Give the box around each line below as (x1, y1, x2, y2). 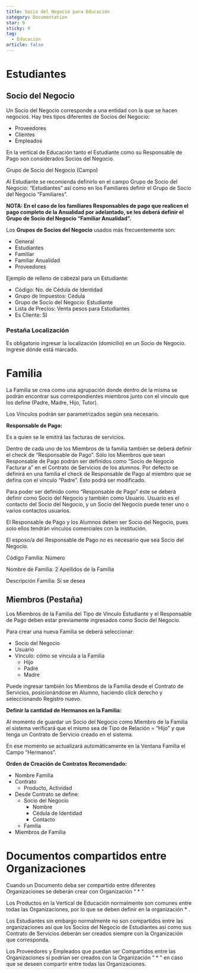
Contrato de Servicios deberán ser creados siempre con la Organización (6, 930, 183, 937)
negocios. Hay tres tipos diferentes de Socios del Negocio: (6, 113, 150, 120)
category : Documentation (6, 14, 68, 20)
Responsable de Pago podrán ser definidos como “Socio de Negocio (6, 458, 174, 465)
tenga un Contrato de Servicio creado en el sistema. (6, 731, 133, 738)
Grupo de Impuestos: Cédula (14, 292, 85, 299)
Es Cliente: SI (14, 311, 47, 318)
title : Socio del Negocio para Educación (6, 8, 110, 15)
